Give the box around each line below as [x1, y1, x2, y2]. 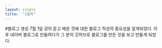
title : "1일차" [5, 12, 36, 16]
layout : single [5, 7, 36, 12]
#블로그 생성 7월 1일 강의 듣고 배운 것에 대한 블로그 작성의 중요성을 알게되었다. [5, 25, 153, 32]
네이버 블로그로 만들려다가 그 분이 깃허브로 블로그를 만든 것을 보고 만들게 [10, 32, 147, 37]
